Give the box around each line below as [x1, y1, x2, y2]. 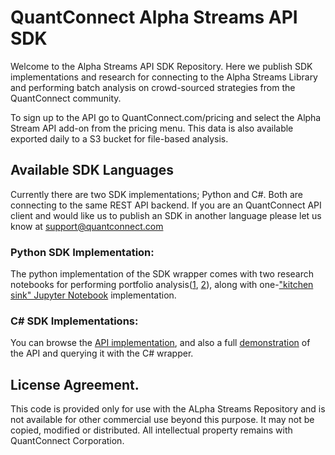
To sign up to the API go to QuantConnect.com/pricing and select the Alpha [10, 111, 322, 123]
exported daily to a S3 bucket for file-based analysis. [10, 132, 229, 145]
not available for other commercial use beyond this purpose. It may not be [10, 414, 315, 426]
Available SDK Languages [10, 162, 175, 179]
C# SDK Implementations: [10, 314, 139, 328]
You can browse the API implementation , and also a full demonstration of [10, 337, 311, 349]
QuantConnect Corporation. [10, 435, 125, 447]
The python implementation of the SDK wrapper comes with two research [10, 268, 314, 280]
